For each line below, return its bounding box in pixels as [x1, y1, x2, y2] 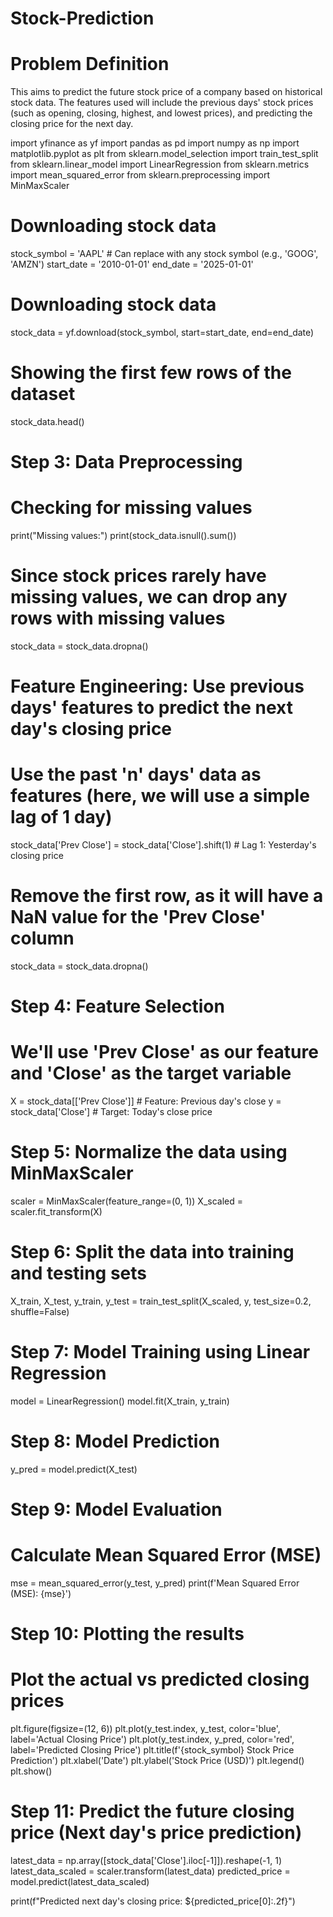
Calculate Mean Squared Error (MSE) [10, 1544, 322, 1567]
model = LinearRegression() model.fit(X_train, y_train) [10, 1395, 230, 1407]
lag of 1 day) [10, 806, 113, 829]
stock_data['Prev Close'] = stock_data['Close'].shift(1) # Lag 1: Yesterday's [10, 839, 317, 851]
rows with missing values [10, 607, 226, 630]
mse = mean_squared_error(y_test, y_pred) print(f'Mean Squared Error [10, 1577, 300, 1589]
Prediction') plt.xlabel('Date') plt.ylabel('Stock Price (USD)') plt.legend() [10, 1755, 305, 1767]
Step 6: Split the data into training [10, 1241, 295, 1264]
